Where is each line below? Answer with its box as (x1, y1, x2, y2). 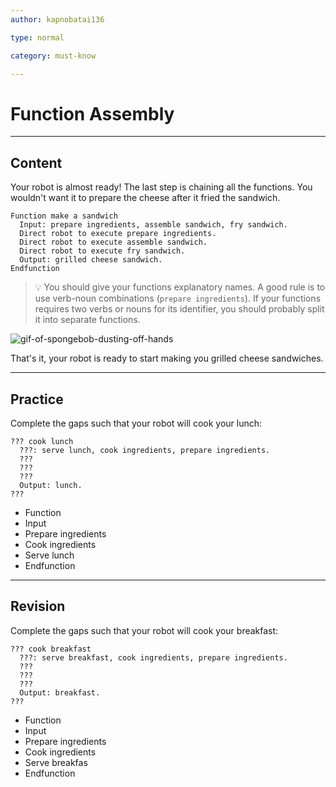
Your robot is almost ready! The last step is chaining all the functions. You (10, 181, 313, 193)
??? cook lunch (10, 436, 74, 446)
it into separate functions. (34, 314, 141, 326)
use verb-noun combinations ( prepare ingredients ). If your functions (34, 292, 322, 305)
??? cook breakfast (10, 644, 92, 654)
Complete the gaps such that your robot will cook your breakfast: (10, 624, 279, 636)
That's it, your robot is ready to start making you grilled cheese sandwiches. (10, 352, 324, 365)
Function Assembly (10, 102, 175, 125)
